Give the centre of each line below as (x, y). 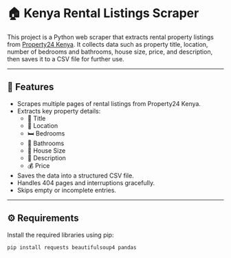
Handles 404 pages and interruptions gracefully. (86, 182)
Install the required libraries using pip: (60, 235)
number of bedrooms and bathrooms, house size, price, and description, (110, 52)
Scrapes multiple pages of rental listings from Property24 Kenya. (109, 103)
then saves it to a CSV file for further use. (66, 58)
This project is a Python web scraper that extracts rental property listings (111, 37)
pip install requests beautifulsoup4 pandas (72, 247)
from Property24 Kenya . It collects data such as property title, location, (108, 44)
